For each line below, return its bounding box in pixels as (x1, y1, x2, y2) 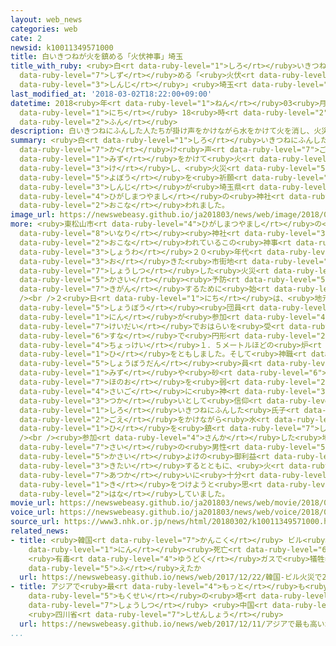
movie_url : (10, 498, 56, 508)
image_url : (10, 210, 56, 220)
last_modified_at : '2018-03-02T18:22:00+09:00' (10, 89, 213, 99)
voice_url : (10, 507, 56, 518)
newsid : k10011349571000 (10, 42, 114, 53)
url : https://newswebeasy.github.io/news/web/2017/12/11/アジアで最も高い (19, 619, 325, 629)
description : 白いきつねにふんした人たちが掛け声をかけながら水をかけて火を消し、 (10, 126, 315, 136)
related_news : (10, 526, 70, 536)
